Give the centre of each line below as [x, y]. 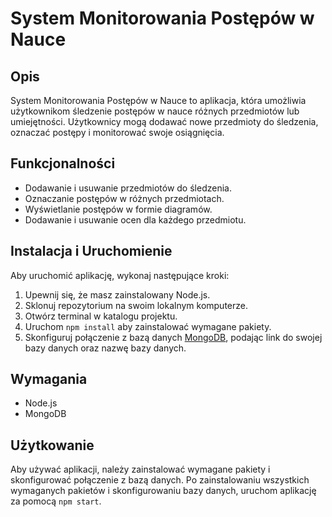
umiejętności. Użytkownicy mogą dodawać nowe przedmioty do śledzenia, [164, 121]
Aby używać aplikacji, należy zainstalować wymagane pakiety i [140, 469]
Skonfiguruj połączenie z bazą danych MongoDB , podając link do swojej [173, 337]
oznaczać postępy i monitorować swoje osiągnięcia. [117, 132]
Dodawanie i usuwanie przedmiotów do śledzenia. [128, 188]
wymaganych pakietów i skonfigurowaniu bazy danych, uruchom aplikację [163, 491]
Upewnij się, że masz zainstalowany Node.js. [117, 294]
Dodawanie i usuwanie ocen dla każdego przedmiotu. [135, 219]
